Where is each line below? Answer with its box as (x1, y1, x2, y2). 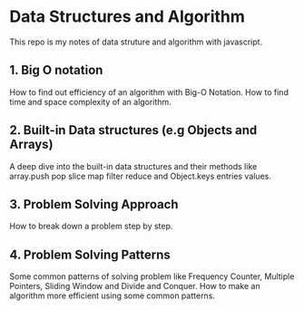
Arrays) (9, 137, 54, 152)
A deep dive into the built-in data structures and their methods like (9, 160, 258, 171)
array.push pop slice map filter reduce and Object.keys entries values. (9, 170, 272, 181)
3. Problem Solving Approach (9, 197, 179, 212)
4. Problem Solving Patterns (9, 247, 171, 262)
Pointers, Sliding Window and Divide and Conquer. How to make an (9, 281, 260, 292)
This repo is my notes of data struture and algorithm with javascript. (9, 36, 263, 47)
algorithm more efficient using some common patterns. (9, 290, 216, 301)
